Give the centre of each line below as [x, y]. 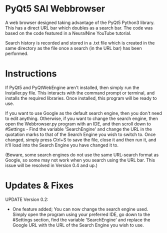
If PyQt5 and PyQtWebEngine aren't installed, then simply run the [72, 87]
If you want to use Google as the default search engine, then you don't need [84, 113]
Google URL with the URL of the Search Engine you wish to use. [78, 225]
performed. [17, 53]
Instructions [31, 74]
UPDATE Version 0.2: [27, 199]
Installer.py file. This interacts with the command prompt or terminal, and [80, 92]
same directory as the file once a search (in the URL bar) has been [73, 48]
